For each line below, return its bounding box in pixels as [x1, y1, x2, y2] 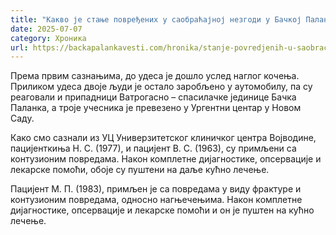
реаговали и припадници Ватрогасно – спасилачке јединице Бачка [10, 91, 297, 103]
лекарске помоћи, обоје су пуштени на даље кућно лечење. [10, 164, 270, 176]
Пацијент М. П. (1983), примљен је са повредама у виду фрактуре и [10, 183, 302, 195]
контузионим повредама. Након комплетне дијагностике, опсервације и [10, 153, 322, 165]
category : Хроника [10, 33, 87, 43]
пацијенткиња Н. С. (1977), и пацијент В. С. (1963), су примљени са [10, 142, 297, 155]
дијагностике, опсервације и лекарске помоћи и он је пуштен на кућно [10, 204, 315, 216]
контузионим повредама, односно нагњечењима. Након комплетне [10, 194, 303, 206]
